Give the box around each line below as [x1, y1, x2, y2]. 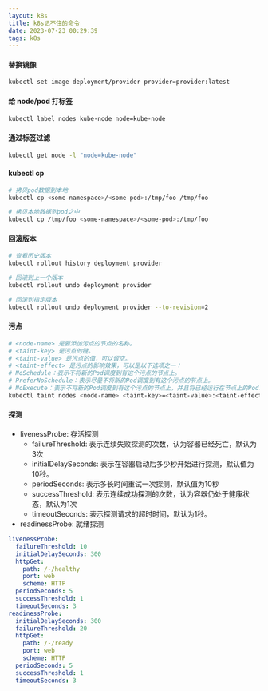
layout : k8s [8, 11, 48, 20]
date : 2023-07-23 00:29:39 [8, 26, 98, 34]
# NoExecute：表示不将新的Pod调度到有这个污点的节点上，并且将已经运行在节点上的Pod [8, 385, 259, 393]
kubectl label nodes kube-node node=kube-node [8, 114, 166, 122]
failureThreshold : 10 [15, 542, 88, 550]
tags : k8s [8, 34, 41, 42]
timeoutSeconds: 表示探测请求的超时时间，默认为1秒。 [31, 509, 211, 519]
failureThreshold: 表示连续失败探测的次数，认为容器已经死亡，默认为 [31, 439, 258, 449]
